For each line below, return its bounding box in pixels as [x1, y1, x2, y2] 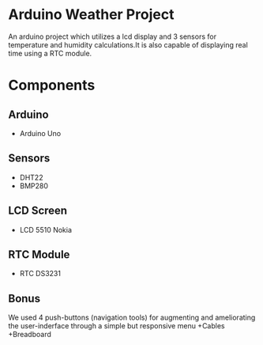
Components [8, 77, 96, 94]
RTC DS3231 [19, 269, 62, 279]
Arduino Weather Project [8, 6, 175, 24]
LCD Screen [8, 204, 68, 218]
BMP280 [19, 180, 49, 191]
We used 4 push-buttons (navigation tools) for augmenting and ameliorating [8, 313, 256, 322]
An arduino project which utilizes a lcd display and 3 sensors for [8, 32, 217, 41]
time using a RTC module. [8, 48, 92, 58]
